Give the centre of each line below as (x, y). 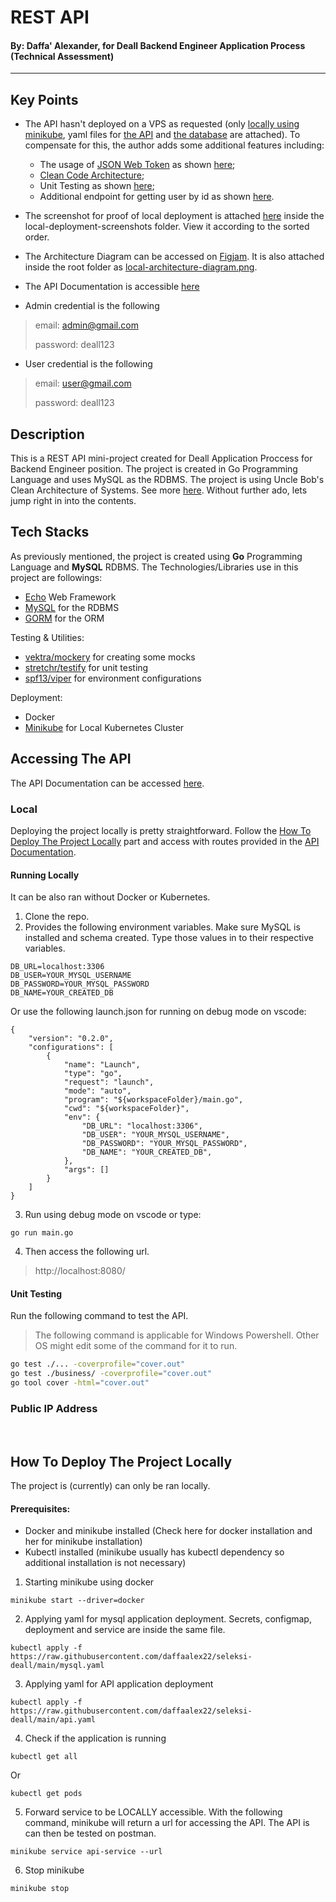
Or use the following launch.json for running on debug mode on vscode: (158, 1012)
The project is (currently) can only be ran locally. (110, 1486)
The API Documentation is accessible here (112, 287)
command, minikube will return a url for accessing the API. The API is (167, 1823)
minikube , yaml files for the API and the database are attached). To (162, 135)
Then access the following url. (87, 1252)
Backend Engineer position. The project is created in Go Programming (154, 469)
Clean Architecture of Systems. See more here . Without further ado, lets (159, 490)
